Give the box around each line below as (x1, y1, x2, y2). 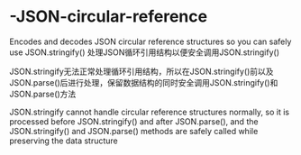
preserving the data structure (9, 135, 119, 146)
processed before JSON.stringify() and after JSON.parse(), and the (9, 115, 259, 127)
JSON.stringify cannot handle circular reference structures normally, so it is (9, 106, 290, 117)
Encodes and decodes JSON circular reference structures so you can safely (9, 36, 292, 47)
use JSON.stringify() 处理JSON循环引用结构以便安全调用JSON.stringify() (9, 47, 280, 58)
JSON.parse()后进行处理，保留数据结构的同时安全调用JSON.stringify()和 (9, 77, 278, 87)
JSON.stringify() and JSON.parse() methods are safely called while (9, 125, 259, 136)
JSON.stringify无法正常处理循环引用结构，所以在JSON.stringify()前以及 (9, 66, 274, 77)
